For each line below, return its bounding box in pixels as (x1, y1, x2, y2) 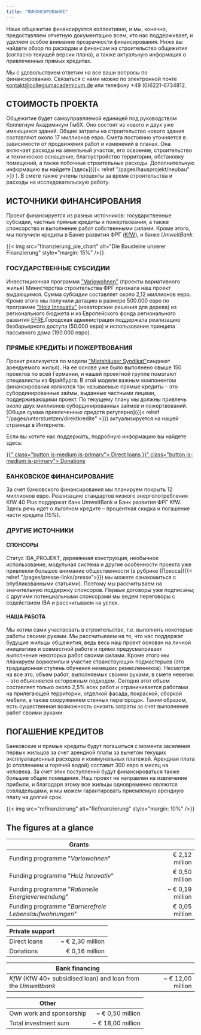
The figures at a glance (6, 822, 94, 833)
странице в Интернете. (6, 421, 65, 428)
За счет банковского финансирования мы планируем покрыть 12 (6, 486, 173, 493)
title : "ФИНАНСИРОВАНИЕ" (6, 8, 68, 15)
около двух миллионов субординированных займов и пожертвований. (6, 402, 188, 409)
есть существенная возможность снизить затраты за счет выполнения (6, 703, 189, 710)
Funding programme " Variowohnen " (9, 854, 111, 863)
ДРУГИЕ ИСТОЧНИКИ (6, 527, 74, 535)
